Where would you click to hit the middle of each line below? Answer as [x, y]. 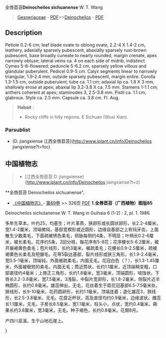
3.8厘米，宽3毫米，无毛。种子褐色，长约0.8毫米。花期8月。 [79, 310]
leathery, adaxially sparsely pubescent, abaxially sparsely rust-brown [76, 50]
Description [24, 33]
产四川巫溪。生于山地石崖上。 [35, 321]
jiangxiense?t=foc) [31, 147]
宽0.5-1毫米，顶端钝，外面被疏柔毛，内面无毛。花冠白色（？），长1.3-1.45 [80, 260]
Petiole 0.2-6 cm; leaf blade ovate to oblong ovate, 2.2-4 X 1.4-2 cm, [76, 45]
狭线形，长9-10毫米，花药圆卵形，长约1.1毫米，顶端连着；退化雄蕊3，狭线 [81, 291]
